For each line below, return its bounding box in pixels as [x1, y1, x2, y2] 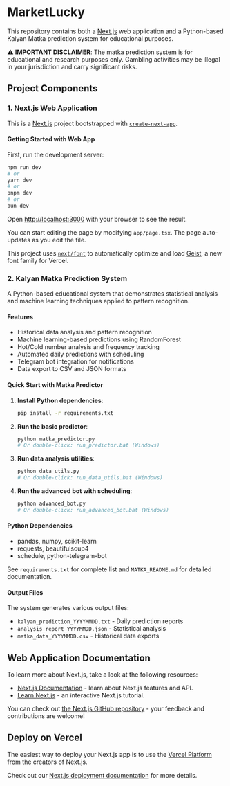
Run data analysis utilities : [17, 454, 95, 463]
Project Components [7, 82, 98, 94]
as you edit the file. [32, 235, 86, 244]
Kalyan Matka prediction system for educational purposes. [7, 34, 174, 42]
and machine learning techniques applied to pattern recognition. [7, 297, 190, 305]
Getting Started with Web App [7, 135, 95, 143]
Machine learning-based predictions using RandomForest [17, 335, 182, 343]
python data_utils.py [17, 468, 79, 475]
